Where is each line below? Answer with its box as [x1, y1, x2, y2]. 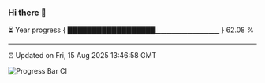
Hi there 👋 [8, 7, 47, 18]
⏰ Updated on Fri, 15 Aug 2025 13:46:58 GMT [8, 51, 157, 60]
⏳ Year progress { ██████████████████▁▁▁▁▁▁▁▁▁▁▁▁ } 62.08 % [8, 25, 254, 34]
